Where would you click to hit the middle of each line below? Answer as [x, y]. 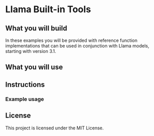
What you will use [34, 67]
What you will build [36, 28]
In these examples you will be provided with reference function [71, 40]
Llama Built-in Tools [48, 9]
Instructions [25, 84]
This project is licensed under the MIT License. [55, 128]
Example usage [25, 99]
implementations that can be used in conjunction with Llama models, [77, 46]
